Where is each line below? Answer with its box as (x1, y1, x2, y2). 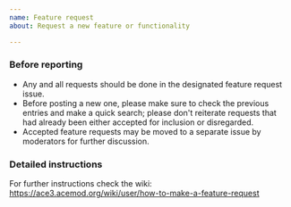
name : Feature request (9, 12, 94, 22)
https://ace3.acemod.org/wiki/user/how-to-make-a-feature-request (9, 188, 260, 199)
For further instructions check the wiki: (9, 178, 152, 189)
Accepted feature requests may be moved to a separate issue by (21, 126, 261, 137)
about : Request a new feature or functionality (9, 21, 191, 30)
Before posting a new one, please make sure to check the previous (21, 97, 270, 108)
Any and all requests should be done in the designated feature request (21, 79, 283, 89)
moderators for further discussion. (21, 136, 150, 146)
